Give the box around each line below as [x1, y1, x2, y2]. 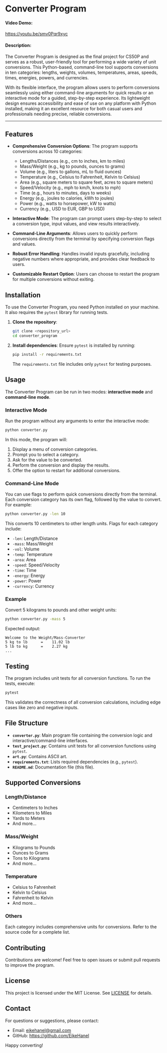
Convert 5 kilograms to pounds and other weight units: [5, 607, 117, 613]
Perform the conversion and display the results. [12, 462, 110, 468]
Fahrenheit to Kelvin [12, 894, 54, 901]
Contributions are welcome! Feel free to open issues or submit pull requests [5, 957, 161, 963]
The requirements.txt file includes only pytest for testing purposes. [12, 361, 152, 367]
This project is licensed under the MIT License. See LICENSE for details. [5, 990, 153, 996]
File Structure [5, 719, 48, 728]
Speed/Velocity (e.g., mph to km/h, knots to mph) [19, 185, 121, 191]
